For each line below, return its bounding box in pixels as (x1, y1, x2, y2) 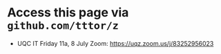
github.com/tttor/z (7, 19, 119, 32)
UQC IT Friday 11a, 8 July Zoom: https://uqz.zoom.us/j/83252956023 (17, 39, 214, 47)
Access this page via (7, 5, 129, 21)
